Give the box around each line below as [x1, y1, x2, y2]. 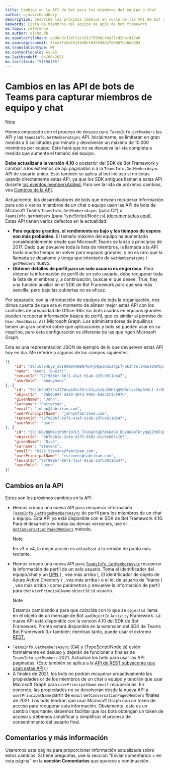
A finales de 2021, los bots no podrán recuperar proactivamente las [12, 670, 152, 677]
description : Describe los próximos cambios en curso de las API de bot [5, 17, 161, 22]
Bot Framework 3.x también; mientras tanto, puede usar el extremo [12, 629, 151, 635]
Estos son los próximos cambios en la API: [5, 495, 93, 501]
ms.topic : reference [5, 26, 49, 31]
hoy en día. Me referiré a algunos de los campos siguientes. [5, 350, 129, 356]
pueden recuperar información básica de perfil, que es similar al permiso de [5, 313, 162, 319]
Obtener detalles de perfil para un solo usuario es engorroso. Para [12, 266, 154, 272]
